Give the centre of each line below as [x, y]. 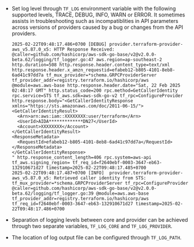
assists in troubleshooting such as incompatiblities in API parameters [95, 21]
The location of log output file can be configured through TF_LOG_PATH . [96, 237]
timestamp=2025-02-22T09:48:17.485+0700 [96, 168]
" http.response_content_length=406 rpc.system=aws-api [81, 158]
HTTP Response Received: [84, 49]
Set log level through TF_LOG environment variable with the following [94, 9]
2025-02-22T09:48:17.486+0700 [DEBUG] [59, 44]
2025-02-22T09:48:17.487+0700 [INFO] [58, 173]
